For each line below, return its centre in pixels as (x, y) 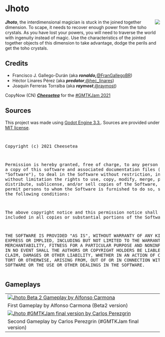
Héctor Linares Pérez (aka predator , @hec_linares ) (63, 80)
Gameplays (23, 284)
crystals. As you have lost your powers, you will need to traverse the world (81, 32)
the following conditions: (38, 194)
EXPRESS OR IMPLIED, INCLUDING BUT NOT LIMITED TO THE (72, 240)
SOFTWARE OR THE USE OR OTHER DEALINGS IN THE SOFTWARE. (75, 265)
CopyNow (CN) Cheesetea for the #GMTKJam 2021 (58, 95)
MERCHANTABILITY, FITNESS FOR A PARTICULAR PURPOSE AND (74, 245)
